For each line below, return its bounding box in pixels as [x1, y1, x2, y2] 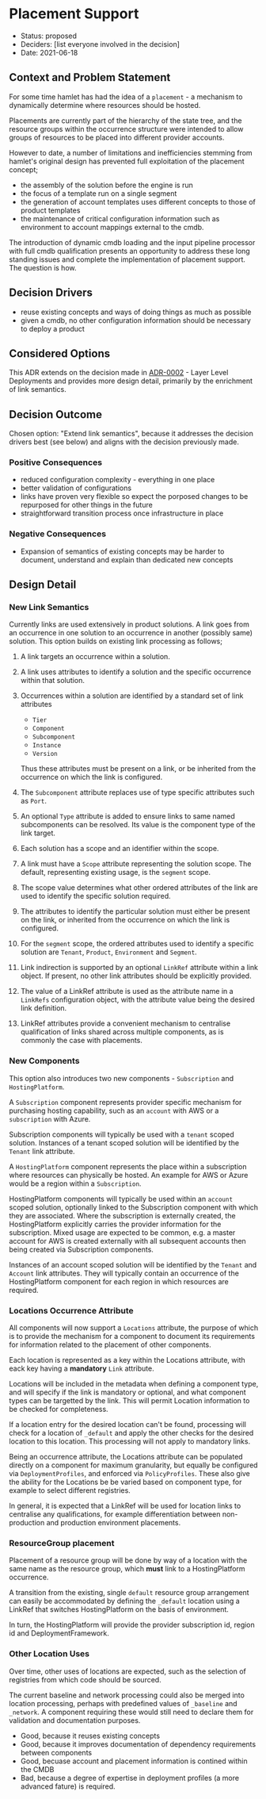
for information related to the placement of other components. [9, 1340, 212, 1349]
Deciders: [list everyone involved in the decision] [20, 39, 180, 48]
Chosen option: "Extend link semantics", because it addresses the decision [9, 429, 254, 439]
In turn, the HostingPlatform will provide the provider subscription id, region [9, 1620, 256, 1630]
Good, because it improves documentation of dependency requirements [20, 1739, 256, 1749]
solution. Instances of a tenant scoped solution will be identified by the [9, 1137, 240, 1147]
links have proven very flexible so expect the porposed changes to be [20, 492, 249, 501]
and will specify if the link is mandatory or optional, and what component [9, 1387, 246, 1397]
